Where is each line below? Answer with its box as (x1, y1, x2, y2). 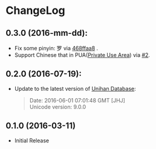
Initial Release (14, 137, 50, 144)
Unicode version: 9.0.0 (29, 103, 86, 110)
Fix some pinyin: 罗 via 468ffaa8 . (14, 45, 99, 51)
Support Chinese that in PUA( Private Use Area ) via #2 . (14, 51, 151, 58)
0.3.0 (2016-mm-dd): (5, 28, 88, 38)
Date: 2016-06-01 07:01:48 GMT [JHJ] (29, 96, 125, 104)
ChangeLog (5, 4, 65, 18)
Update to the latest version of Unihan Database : (14, 85, 137, 92)
